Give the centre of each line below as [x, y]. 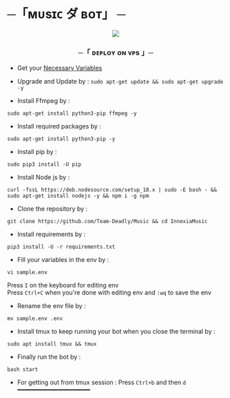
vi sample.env [28, 273]
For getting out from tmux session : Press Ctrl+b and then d [102, 382]
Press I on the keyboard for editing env [63, 285]
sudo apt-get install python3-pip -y [61, 139]
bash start [23, 370]
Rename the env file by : [51, 306]
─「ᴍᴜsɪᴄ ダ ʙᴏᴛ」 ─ [66, 14]
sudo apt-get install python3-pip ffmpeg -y [72, 114]
